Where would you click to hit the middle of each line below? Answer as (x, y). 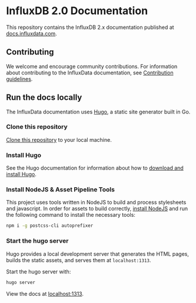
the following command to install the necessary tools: (71, 215)
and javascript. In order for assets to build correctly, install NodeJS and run (97, 208)
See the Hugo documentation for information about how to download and (95, 168)
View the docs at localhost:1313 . (45, 294)
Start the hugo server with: (39, 271)
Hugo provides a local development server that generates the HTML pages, (98, 254)
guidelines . (19, 79)
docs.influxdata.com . (31, 33)
